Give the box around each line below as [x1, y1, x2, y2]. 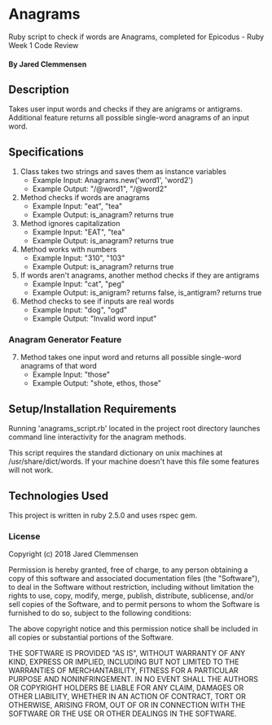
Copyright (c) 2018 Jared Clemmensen [8, 549, 138, 559]
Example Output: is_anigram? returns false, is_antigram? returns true [32, 288, 262, 298]
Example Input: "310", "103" [32, 253, 125, 263]
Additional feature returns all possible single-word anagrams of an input [8, 113, 250, 123]
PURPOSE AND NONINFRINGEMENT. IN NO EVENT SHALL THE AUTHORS [8, 675, 259, 684]
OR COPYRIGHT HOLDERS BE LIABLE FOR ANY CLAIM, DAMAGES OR [8, 683, 244, 692]
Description [8, 82, 69, 96]
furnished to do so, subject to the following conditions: [8, 608, 191, 618]
